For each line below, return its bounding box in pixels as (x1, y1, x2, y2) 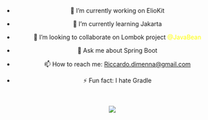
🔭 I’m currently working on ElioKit (70, 7, 165, 14)
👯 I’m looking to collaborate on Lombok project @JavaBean (33, 33, 202, 41)
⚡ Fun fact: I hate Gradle (83, 76, 152, 84)
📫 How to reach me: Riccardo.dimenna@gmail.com (43, 60, 191, 68)
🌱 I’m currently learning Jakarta (72, 20, 163, 27)
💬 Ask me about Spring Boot (77, 47, 158, 54)
